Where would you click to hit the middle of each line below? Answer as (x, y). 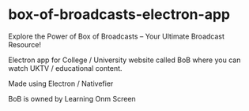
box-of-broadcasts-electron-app (119, 15)
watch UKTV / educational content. (65, 68)
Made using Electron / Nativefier (61, 83)
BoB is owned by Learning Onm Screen (72, 98)
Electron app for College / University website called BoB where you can (124, 60)
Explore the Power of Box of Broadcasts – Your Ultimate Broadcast (117, 36)
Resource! (25, 44)
